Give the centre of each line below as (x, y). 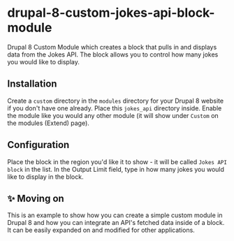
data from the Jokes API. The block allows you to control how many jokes (113, 54)
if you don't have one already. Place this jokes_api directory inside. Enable (115, 108)
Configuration (38, 145)
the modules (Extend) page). (48, 123)
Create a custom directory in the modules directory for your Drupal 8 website (116, 101)
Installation (32, 84)
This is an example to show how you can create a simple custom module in (115, 215)
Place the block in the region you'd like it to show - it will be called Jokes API (117, 161)
